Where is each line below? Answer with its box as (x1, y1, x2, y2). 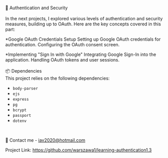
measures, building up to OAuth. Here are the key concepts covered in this (5, 21, 161, 27)
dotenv (12, 118, 27, 123)
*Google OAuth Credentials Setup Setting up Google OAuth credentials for (5, 36, 161, 42)
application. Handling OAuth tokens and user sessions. (5, 57, 120, 62)
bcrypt (12, 108, 27, 113)
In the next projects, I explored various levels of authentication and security (5, 16, 163, 21)
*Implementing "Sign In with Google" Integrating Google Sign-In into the (5, 51, 156, 57)
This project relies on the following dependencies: (5, 75, 110, 81)
